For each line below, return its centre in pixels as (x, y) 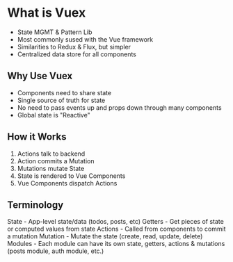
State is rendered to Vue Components (71, 176)
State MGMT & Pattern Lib (55, 32)
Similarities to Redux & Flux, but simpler (74, 47)
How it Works (37, 137)
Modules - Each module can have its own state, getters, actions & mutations (116, 244)
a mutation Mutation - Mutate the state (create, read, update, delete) (105, 236)
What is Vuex (47, 13)
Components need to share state (64, 92)
